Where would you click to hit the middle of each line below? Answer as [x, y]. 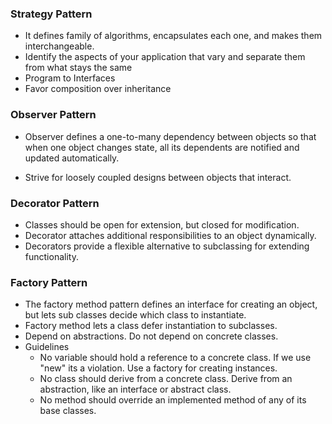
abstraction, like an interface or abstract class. [135, 389]
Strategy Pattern [51, 14]
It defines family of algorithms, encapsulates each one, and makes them [173, 36]
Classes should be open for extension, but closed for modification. [162, 224]
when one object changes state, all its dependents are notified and [162, 147]
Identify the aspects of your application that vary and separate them [165, 57]
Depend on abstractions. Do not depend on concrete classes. [151, 336]
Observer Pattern [53, 115]
